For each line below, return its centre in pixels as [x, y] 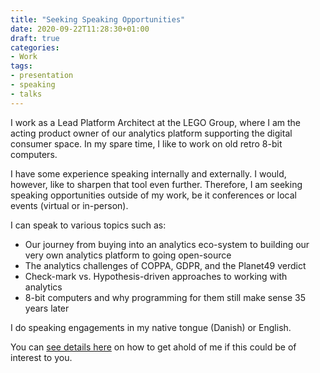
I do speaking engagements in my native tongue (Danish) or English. [151, 327]
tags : [21, 66]
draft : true [35, 38]
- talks [26, 94]
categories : [35, 47]
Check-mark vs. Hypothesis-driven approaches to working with [156, 276]
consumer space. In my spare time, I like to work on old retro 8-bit [146, 143]
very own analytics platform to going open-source [128, 255]
